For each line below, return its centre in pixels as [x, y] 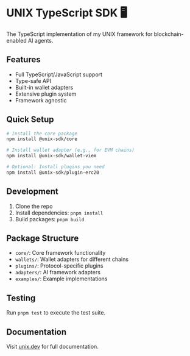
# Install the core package [42, 133]
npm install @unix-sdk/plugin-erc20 [53, 173]
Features [23, 60]
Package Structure [43, 239]
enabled [16, 40]
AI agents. [40, 40]
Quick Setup [30, 120]
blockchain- [169, 34]
